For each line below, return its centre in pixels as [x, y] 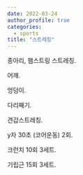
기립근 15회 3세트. [32, 164]
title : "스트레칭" [31, 40]
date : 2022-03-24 [32, 14]
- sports [26, 33]
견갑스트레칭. [25, 120]
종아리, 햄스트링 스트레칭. [42, 61]
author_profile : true [39, 20]
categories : [24, 27]
